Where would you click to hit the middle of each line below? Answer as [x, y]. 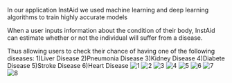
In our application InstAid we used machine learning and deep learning [108, 10]
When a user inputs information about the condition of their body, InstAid [111, 31]
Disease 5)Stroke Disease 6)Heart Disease [68, 66]
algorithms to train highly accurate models [68, 17]
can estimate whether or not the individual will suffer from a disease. [105, 38]
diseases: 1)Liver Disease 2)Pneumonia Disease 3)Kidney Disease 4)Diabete [116, 58]
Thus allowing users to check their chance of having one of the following [111, 51]
